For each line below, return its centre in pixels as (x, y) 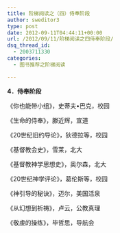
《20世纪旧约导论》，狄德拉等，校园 (58, 135)
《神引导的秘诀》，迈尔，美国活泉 (54, 193)
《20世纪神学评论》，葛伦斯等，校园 (58, 179)
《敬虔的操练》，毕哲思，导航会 (51, 222)
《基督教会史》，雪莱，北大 (45, 149)
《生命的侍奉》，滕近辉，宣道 (48, 120)
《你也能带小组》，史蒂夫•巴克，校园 (58, 106)
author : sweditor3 (33, 20)
